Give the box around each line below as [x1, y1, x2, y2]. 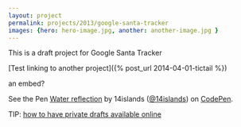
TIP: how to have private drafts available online [8, 110, 161, 119]
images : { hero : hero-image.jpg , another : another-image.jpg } [8, 26, 219, 34]
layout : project [8, 11, 62, 20]
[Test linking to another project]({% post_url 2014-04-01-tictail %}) [8, 63, 227, 73]
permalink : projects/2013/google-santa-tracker [8, 19, 169, 27]
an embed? [8, 79, 45, 88]
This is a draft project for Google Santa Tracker [8, 48, 162, 58]
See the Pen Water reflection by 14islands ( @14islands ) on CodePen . [8, 94, 233, 104]
